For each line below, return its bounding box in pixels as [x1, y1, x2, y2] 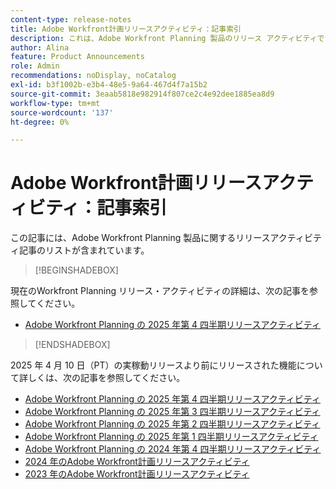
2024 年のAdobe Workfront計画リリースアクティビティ [24, 456, 250, 468]
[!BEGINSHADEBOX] [34, 264, 119, 276]
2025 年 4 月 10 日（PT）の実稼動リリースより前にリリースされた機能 [10, 359, 297, 371]
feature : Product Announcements [10, 52, 145, 62]
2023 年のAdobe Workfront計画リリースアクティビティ [24, 468, 250, 480]
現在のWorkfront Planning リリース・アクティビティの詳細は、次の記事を [10, 285, 310, 297]
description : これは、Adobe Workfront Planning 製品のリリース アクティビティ [10, 33, 318, 43]
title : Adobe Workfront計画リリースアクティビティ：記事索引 [10, 24, 242, 34]
